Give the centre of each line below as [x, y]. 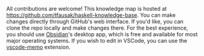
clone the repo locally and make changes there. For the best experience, [97, 28]
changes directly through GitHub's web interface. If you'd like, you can [95, 21]
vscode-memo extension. [38, 47]
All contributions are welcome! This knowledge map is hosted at [87, 9]
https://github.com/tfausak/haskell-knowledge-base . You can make [91, 15]
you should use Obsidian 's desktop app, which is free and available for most [102, 34]
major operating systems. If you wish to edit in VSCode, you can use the [97, 41]
